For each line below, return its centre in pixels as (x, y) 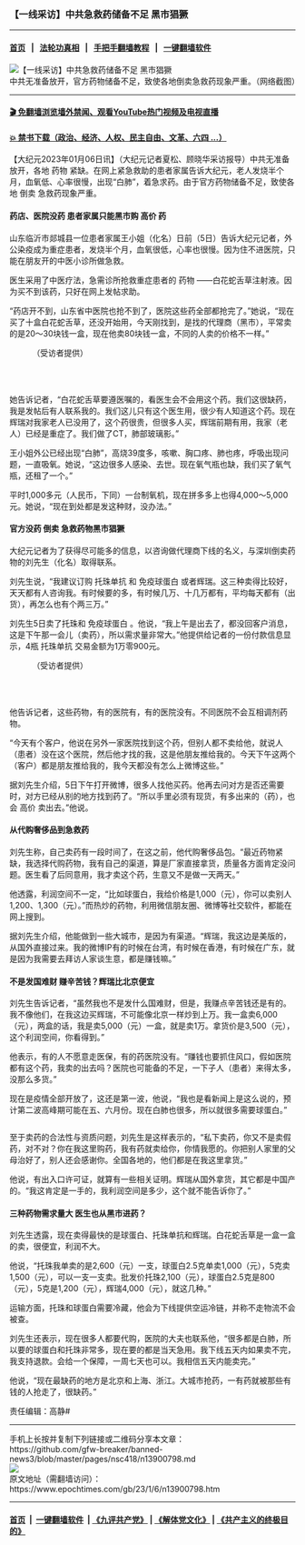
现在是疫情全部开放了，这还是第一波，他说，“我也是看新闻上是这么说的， (147, 1099)
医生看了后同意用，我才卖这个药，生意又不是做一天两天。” (133, 874)
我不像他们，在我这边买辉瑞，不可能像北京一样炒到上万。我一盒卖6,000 (144, 1015)
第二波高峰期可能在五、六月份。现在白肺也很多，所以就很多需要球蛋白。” (152, 1110)
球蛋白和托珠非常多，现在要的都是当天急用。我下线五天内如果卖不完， (164, 1350)
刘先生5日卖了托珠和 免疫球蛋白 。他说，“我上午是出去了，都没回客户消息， (151, 623)
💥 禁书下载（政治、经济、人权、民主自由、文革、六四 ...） (118, 137)
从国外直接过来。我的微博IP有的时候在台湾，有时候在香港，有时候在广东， (148, 947)
